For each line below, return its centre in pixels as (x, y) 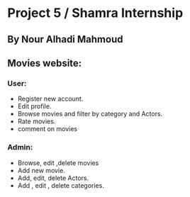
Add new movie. (41, 170)
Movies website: (45, 63)
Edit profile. (34, 106)
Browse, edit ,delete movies (58, 163)
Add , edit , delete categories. (61, 185)
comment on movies (47, 129)
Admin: (20, 147)
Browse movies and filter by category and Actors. (90, 114)
